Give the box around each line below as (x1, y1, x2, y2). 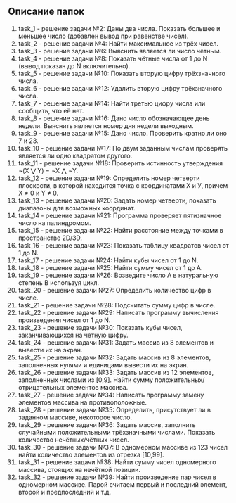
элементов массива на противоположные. (18, 397, 147, 407)
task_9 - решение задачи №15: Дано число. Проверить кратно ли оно (18, 129, 228, 137)
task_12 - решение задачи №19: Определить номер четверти (18, 174, 200, 182)
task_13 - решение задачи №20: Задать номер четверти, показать (18, 196, 216, 205)
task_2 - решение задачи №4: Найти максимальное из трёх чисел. (18, 39, 218, 48)
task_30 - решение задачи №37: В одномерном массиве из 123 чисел (18, 442, 228, 451)
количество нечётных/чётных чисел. (18, 435, 129, 444)
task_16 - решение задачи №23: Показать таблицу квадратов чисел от (18, 241, 229, 249)
